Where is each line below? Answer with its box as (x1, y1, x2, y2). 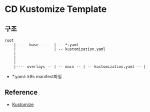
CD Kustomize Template (4, 3, 107, 15)
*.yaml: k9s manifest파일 (11, 74, 62, 79)
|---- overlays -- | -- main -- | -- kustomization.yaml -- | (13, 64, 146, 69)
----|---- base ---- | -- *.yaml (4, 42, 79, 47)
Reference (4, 88, 38, 97)
